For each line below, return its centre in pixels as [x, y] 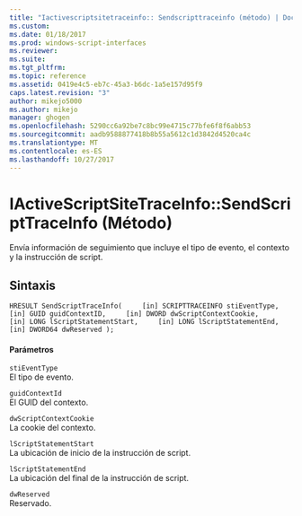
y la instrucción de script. [56, 258]
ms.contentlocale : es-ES [56, 151]
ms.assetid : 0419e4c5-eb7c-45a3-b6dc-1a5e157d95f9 [106, 84]
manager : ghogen [40, 118]
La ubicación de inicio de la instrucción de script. [100, 453]
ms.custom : [30, 26]
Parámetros [31, 349]
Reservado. [31, 503]
